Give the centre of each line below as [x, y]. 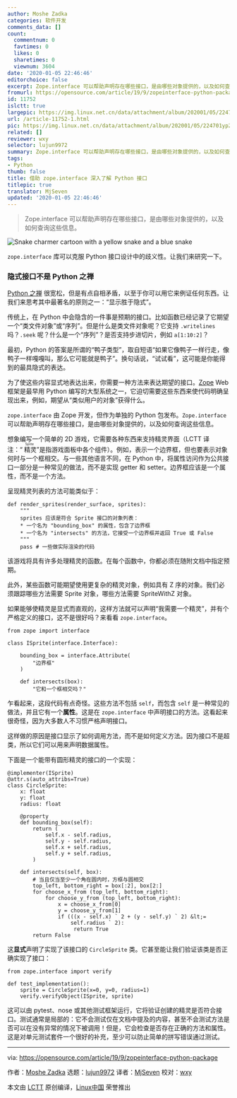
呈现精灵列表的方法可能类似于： [54, 491]
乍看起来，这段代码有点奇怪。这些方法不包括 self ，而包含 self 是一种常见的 [119, 703]
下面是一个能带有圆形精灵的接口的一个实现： [72, 760]
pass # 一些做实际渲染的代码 [57, 547]
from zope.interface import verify [60, 972]
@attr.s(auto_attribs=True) [49, 779]
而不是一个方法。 [44, 476]
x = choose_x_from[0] [89, 905]
